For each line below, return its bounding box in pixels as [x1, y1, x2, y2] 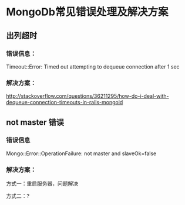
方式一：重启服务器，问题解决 [6, 180, 78, 187]
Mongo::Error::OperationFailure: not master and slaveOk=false [6, 150, 157, 157]
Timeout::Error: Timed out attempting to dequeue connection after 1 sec [6, 63, 180, 70]
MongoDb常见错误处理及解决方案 [6, 5, 169, 19]
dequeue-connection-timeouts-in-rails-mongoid [6, 99, 123, 106]
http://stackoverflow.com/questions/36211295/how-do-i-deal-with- [6, 93, 169, 100]
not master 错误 [6, 117, 65, 127]
